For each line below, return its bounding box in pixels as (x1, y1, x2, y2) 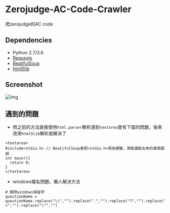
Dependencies (5, 36, 52, 45)
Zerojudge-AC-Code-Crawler (5, 4, 132, 15)
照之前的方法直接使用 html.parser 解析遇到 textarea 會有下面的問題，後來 (12, 124, 162, 130)
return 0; (10, 160, 30, 165)
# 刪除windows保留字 (5, 190, 45, 195)
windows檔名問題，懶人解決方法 (12, 179, 80, 185)
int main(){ (5, 156, 30, 161)
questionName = (5, 194, 37, 199)
